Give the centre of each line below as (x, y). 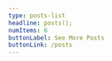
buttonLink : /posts (41, 45)
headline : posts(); (41, 23)
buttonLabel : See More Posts (56, 38)
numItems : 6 (28, 30)
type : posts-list (37, 15)
